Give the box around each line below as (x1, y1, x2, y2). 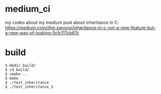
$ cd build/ (5, 67, 29, 72)
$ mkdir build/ (5, 63, 36, 68)
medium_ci (5, 3, 50, 15)
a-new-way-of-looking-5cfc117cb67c (5, 30, 80, 36)
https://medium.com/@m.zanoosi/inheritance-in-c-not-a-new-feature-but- (5, 24, 156, 30)
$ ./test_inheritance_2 (5, 84, 54, 89)
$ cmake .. (5, 72, 27, 76)
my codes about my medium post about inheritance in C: (5, 19, 119, 25)
